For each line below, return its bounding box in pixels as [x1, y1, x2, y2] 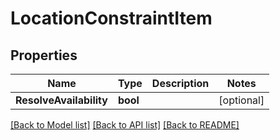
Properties [10, 47, 78, 64]
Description [151, 77, 210, 90]
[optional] [218, 93, 265, 107]
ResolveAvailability [15, 93, 108, 107]
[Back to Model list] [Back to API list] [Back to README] [10, 119, 240, 131]
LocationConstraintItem [10, 7, 213, 30]
